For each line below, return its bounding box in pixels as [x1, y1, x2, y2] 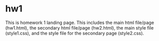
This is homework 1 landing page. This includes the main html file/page [5, 19, 154, 25]
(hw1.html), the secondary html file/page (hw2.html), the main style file [5, 24, 154, 30]
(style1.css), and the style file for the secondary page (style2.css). [5, 30, 144, 36]
